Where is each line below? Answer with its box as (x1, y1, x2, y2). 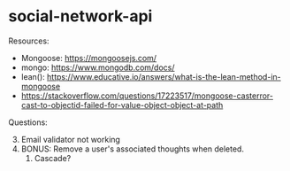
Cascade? (34, 152, 72, 163)
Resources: (8, 35, 50, 46)
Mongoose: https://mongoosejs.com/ (20, 52, 156, 63)
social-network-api (8, 6, 153, 27)
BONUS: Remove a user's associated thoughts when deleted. (20, 144, 245, 154)
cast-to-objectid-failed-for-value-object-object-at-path (20, 99, 224, 110)
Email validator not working (20, 134, 121, 144)
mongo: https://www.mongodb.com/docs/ (20, 62, 175, 73)
